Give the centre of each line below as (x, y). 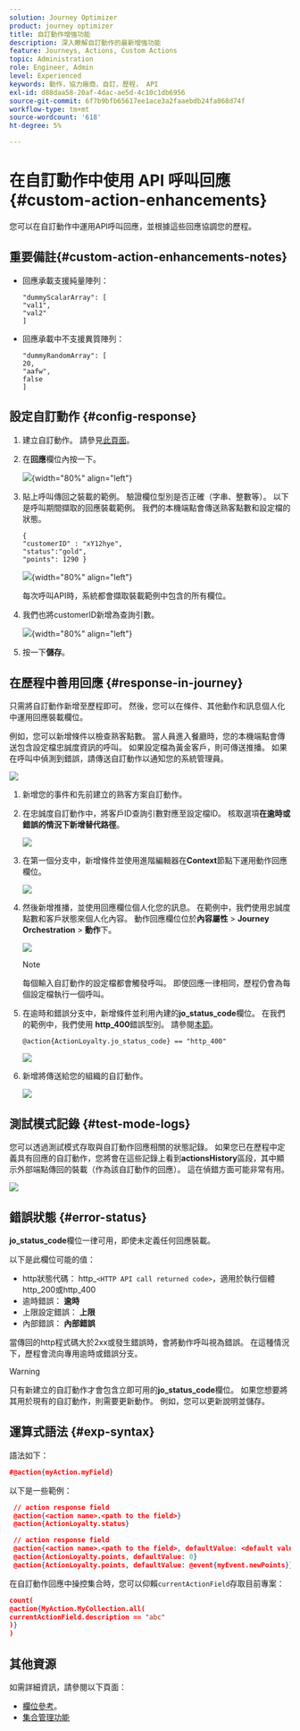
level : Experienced (46, 76)
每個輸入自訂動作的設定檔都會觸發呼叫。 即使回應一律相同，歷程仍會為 (152, 983)
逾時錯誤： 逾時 (51, 1301)
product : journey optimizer (62, 26)
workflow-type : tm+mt (50, 109)
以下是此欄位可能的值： (52, 1260)
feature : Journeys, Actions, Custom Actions (93, 51)
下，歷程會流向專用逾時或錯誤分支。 (76, 1354)
